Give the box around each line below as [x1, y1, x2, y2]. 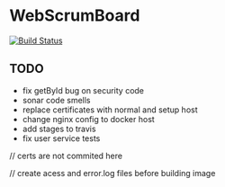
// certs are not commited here [9, 150, 123, 161]
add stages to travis [22, 123, 96, 134]
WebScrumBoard [9, 5, 140, 26]
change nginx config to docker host [22, 113, 155, 124]
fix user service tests [22, 132, 101, 144]
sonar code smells [22, 94, 91, 105]
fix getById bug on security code [22, 85, 145, 95]
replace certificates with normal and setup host [22, 104, 198, 115]
